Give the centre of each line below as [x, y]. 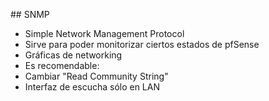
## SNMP [30, 14]
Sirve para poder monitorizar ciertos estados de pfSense [142, 44]
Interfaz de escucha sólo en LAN [92, 87]
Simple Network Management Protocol [104, 33]
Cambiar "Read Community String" [96, 76]
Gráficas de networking [73, 55]
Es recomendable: [62, 65]
